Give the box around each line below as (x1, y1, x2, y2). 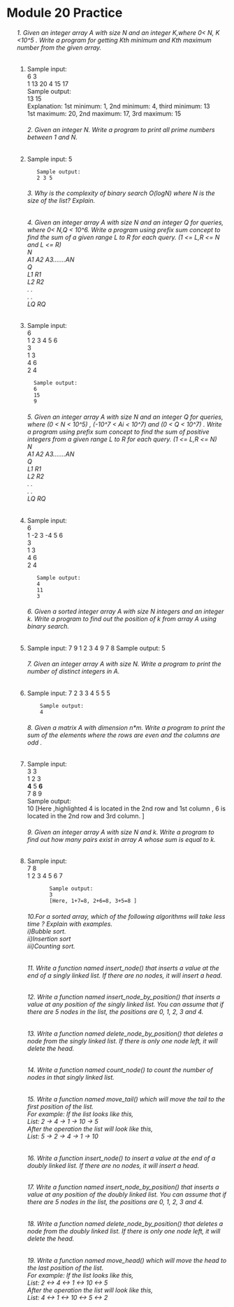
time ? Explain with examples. (27, 920, 113, 928)
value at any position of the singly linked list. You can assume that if (27, 1000, 224, 1008)
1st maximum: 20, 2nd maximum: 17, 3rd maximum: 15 (27, 110, 182, 118)
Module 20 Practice (6, 5, 123, 21)
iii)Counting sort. (27, 942, 75, 950)
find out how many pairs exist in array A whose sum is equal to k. (27, 835, 216, 843)
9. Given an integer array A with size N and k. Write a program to (27, 827, 214, 836)
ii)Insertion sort (27, 935, 71, 943)
